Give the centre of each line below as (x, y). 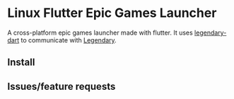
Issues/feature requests (62, 86)
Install (21, 63)
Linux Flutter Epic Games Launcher (112, 13)
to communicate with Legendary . (69, 40)
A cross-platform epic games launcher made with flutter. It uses (100, 33)
